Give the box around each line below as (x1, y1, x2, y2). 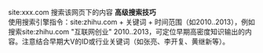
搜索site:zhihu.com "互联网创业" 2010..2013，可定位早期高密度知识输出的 (8, 27, 246, 36)
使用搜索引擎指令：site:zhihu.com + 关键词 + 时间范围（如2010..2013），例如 (8, 17, 255, 26)
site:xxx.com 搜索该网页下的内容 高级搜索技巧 (8, 8, 156, 16)
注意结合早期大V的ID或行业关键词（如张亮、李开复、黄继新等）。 (21, 37, 230, 46)
